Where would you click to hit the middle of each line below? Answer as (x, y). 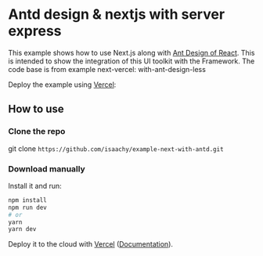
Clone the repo (37, 132)
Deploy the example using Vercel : (62, 85)
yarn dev (22, 229)
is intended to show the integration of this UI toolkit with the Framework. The (131, 61)
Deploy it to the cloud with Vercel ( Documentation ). (91, 244)
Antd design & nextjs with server (117, 14)
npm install (27, 200)
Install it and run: (35, 186)
